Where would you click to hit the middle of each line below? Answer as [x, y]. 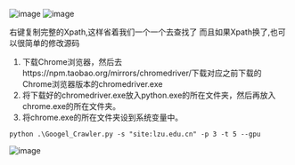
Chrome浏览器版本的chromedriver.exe [92, 84]
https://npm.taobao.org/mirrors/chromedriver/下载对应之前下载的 [142, 73]
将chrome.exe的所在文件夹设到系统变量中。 [102, 117]
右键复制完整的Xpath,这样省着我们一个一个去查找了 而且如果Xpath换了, [139, 32]
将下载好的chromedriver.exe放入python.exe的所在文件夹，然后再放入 [149, 95]
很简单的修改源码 [48, 43]
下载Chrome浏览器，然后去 [72, 62]
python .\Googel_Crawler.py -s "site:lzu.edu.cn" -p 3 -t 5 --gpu [135, 134]
